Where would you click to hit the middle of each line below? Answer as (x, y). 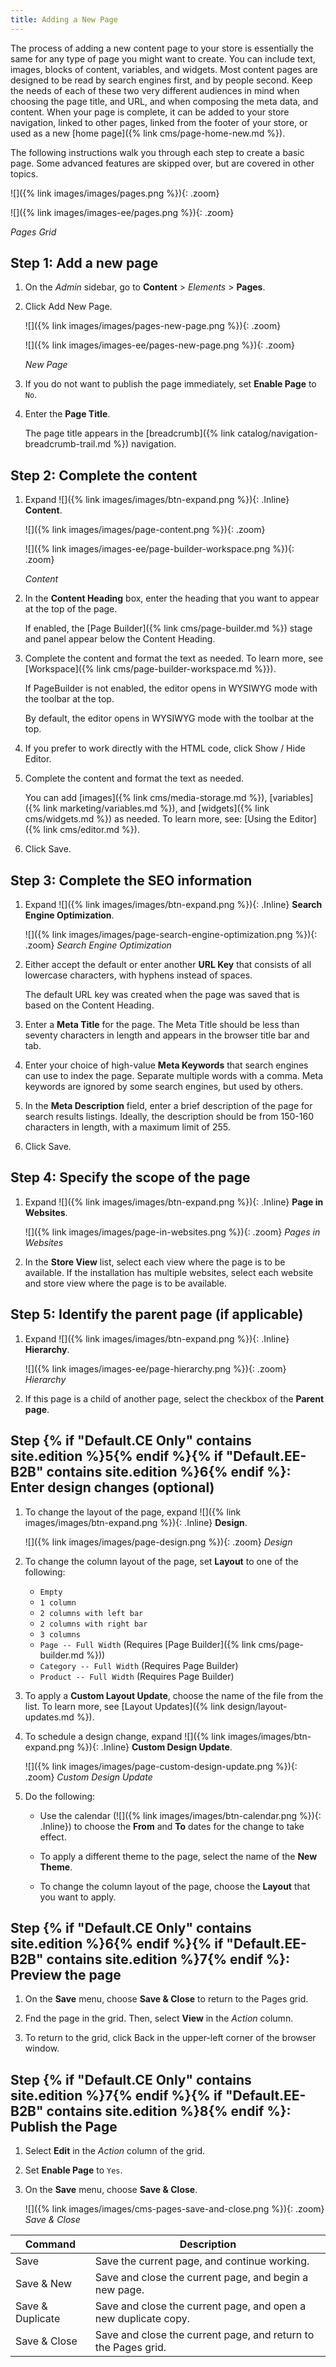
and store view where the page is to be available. (125, 1283)
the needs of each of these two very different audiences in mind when (155, 90)
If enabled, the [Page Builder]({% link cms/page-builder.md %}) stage (168, 628)
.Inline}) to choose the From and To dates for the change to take (172, 1826)
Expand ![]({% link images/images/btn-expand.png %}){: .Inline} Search (173, 905)
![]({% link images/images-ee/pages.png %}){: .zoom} (122, 212)
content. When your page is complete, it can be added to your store (150, 112)
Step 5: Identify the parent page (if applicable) (157, 1314)
